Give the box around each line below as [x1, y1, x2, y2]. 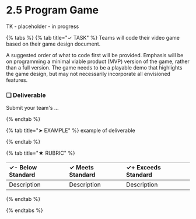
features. [6, 77, 28, 84]
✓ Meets [69, 164, 94, 172]
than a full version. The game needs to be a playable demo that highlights [6, 64, 183, 71]
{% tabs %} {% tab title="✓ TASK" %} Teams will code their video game [6, 34, 180, 41]
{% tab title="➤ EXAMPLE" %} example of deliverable [6, 127, 135, 134]
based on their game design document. [6, 40, 101, 47]
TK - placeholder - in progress [6, 23, 79, 30]
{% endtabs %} [6, 207, 43, 214]
